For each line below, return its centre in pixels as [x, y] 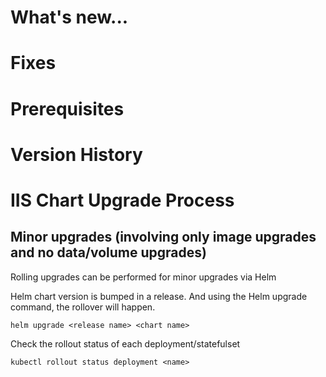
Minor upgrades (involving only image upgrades [163, 237]
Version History [76, 154]
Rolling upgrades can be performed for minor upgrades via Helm [143, 277]
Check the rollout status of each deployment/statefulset [125, 343]
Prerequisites [67, 108]
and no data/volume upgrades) [108, 252]
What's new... [69, 17]
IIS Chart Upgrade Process [122, 200]
